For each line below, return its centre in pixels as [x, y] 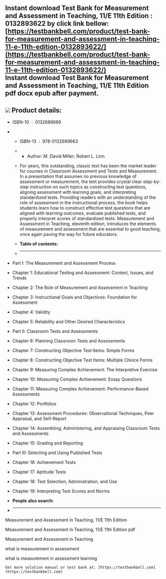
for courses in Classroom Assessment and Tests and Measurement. [88, 171]
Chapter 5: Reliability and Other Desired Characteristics [68, 322]
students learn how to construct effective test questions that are [85, 208]
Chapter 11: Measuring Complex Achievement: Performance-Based [80, 389]
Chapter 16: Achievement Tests [44, 463]
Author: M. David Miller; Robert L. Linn [66, 156]
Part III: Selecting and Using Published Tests [57, 453]
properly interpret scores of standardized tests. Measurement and [87, 219]
